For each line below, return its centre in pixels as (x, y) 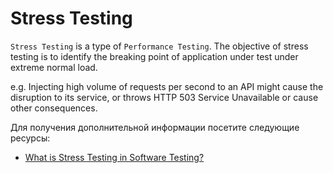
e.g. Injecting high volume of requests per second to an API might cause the (167, 86)
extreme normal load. (54, 67)
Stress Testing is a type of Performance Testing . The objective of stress (159, 46)
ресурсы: (30, 138)
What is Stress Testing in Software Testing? (114, 157)
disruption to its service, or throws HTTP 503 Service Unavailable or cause (164, 97)
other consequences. (54, 108)
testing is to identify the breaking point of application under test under (154, 56)
